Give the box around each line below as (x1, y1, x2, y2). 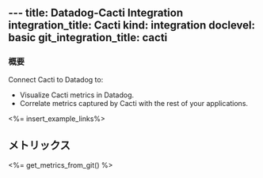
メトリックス (8, 138, 71, 153)
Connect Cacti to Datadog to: (8, 74, 104, 84)
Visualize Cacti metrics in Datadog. (19, 90, 135, 100)
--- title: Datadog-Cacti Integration (8, 6, 184, 20)
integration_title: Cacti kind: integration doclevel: (8, 19, 256, 32)
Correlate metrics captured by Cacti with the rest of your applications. (19, 98, 248, 108)
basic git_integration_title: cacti (8, 31, 168, 44)
